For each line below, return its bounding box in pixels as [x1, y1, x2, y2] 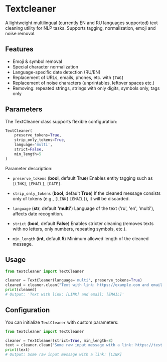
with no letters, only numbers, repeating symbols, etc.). [12, 226, 127, 232]
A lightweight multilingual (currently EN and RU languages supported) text [5, 20, 158, 26]
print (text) [5, 347, 30, 352]
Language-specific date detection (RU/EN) [12, 69, 101, 75]
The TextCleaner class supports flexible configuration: [5, 118, 117, 124]
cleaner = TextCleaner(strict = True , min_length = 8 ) [5, 338, 113, 343]
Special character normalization [12, 63, 79, 69]
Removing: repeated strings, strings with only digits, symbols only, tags [12, 85, 160, 91]
